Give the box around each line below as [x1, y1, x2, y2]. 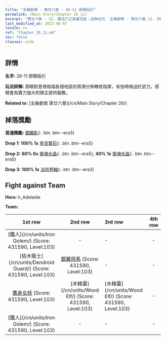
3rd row [104, 219, 124, 226]
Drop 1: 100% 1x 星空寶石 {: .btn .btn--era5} [5, 140, 93, 146]
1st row [22, 219, 41, 226]
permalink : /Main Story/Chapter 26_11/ [5, 12, 87, 17]
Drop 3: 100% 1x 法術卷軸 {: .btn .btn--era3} [5, 166, 94, 173]
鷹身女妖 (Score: [12, 290, 51, 297]
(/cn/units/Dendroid [8, 259, 54, 266]
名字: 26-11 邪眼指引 [5, 73, 46, 79]
